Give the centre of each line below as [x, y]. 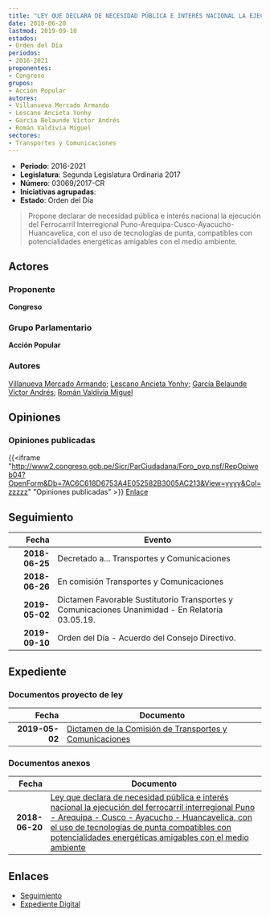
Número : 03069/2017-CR [62, 183]
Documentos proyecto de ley [66, 694]
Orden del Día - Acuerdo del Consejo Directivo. [147, 638]
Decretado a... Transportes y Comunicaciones [144, 558]
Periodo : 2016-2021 [53, 166]
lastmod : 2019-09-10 [43, 31]
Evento [157, 540]
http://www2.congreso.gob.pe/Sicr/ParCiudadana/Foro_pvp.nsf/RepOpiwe [135, 467]
